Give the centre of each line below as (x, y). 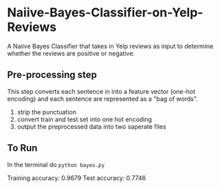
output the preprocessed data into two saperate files (91, 126)
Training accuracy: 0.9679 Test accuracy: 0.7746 (77, 178)
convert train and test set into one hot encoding (85, 119)
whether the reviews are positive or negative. (71, 53)
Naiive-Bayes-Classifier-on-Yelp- (105, 13)
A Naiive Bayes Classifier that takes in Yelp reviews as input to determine (110, 46)
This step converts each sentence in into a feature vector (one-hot (101, 91)
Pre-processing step (52, 75)
